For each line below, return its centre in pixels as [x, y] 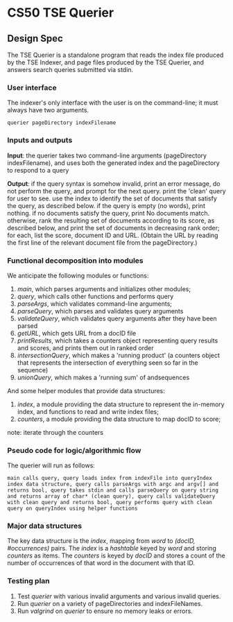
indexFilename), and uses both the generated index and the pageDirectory [113, 163]
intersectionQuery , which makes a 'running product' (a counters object [119, 355]
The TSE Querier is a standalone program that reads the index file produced [115, 55]
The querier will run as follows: [51, 465]
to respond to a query [38, 170]
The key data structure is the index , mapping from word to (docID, [101, 541]
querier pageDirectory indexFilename [62, 123]
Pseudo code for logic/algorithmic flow [74, 450]
